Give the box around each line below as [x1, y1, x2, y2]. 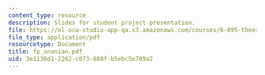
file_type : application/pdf [8, 33, 101, 41]
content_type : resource [8, 11, 87, 20]
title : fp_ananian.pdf [8, 48, 83, 55]
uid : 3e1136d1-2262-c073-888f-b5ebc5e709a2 [8, 55, 154, 63]
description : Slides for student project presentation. [8, 19, 196, 27]
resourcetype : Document [8, 41, 87, 48]
